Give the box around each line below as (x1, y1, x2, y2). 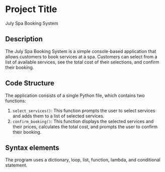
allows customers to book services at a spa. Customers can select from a (5, 53, 157, 60)
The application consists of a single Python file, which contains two (5, 92, 145, 98)
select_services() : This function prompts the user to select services (12, 107, 155, 113)
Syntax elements (5, 143, 59, 152)
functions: (5, 97, 26, 104)
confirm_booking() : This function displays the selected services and (12, 118, 154, 124)
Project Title (5, 4, 57, 15)
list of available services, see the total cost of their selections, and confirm (5, 59, 159, 65)
